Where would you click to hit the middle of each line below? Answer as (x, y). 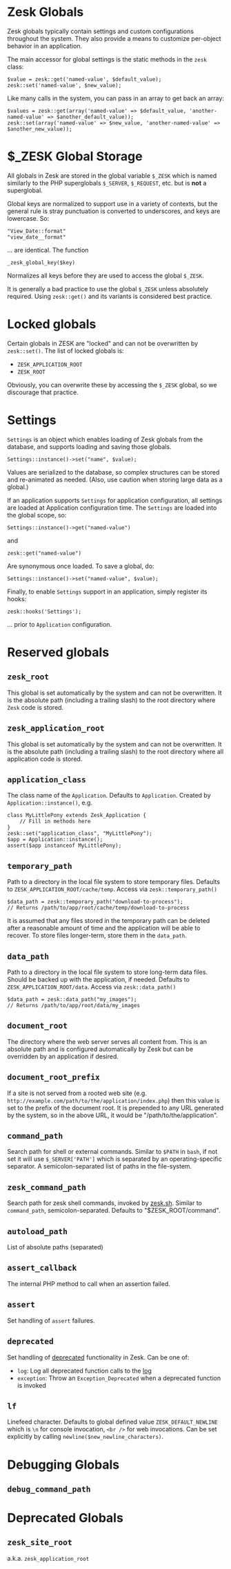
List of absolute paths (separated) (55, 1247)
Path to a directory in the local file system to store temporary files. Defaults (114, 882)
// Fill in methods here (55, 822)
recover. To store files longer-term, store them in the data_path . (97, 935)
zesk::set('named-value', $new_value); (64, 85)
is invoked (32, 1385)
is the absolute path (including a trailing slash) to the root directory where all (115, 751)
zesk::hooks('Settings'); (44, 612)
